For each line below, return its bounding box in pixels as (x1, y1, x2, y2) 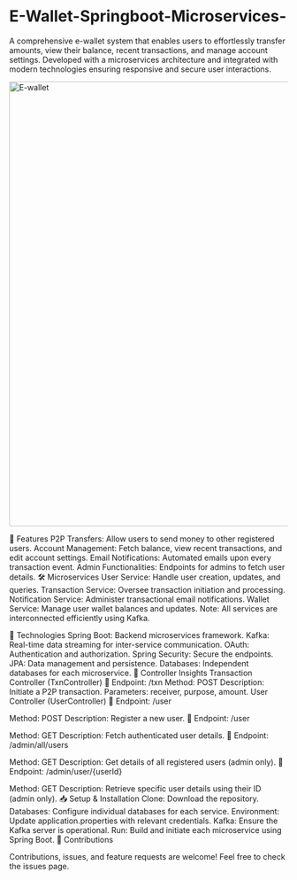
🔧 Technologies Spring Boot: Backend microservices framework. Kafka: (9, 629, 270, 640)
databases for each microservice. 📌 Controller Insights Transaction (9, 667, 253, 678)
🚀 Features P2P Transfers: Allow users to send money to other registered (9, 533, 275, 544)
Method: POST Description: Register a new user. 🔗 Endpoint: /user (9, 713, 250, 723)
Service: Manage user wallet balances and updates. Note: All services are (9, 603, 278, 613)
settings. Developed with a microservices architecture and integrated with (9, 54, 278, 65)
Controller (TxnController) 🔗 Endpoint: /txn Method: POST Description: (9, 676, 265, 688)
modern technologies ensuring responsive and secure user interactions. (9, 64, 271, 74)
